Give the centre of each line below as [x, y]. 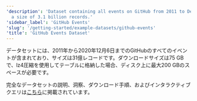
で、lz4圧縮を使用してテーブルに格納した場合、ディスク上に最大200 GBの [96, 65]
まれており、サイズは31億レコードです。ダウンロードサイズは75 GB [103, 58]
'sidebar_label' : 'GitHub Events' [48, 22]
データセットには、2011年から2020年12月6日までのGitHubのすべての [89, 51]
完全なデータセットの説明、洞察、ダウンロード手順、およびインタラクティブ [98, 85]
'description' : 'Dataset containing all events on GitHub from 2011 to [95, 11]
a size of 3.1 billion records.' [52, 17]
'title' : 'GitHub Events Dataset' [48, 33]
